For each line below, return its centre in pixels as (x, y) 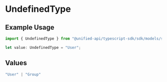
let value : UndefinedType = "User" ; (43, 47)
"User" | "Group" (23, 74)
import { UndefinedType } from (38, 39)
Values (16, 63)
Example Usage (30, 27)
